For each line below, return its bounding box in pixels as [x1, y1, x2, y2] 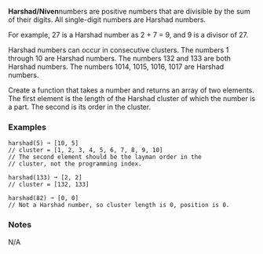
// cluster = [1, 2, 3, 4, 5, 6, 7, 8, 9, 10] [8, 147, 163, 154]
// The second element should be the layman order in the [8, 153, 202, 161]
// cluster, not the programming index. [8, 160, 143, 168]
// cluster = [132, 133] [8, 180, 89, 189]
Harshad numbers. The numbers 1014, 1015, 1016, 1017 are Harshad [8, 62, 225, 71]
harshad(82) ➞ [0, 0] [8, 194, 79, 202]
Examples [8, 122, 47, 132]
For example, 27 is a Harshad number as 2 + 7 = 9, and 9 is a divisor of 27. [8, 31, 249, 39]
